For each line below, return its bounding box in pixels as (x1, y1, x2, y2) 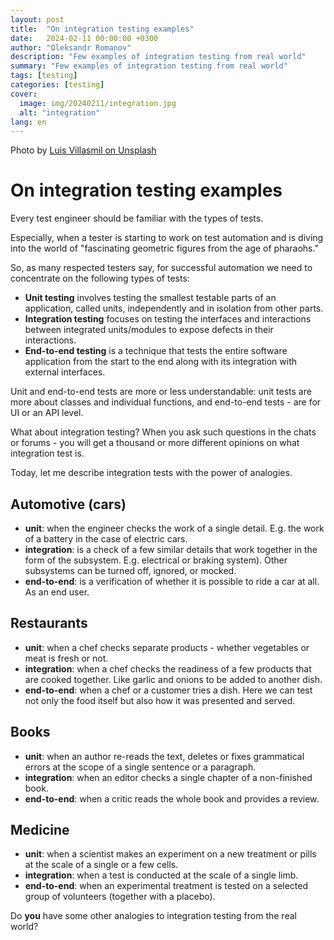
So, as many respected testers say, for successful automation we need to (10, 262, 313, 274)
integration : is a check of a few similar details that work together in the (24, 544, 318, 555)
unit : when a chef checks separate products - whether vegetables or (24, 641, 310, 653)
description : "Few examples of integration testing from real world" (10, 52, 307, 62)
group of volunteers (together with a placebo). (24, 891, 216, 903)
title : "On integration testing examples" (10, 24, 195, 34)
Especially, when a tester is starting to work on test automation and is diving (10, 232, 324, 244)
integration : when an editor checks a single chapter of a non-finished (24, 771, 313, 783)
